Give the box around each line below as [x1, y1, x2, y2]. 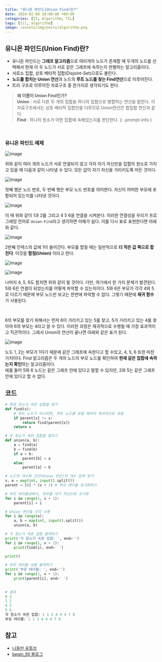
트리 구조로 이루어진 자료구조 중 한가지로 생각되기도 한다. [12, 82, 119, 88]
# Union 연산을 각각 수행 [5, 509, 50, 514]
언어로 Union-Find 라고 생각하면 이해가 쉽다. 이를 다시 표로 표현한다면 [17, 219, 148, 225]
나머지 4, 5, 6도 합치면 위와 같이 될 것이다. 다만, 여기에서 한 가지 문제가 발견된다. [5, 279, 156, 285]
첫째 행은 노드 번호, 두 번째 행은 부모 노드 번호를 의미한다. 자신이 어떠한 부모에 [5, 187, 152, 193]
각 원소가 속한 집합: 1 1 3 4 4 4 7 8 [5, 612, 75, 617]
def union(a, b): [5, 438, 40, 443]
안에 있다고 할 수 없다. [5, 373, 46, 379]
